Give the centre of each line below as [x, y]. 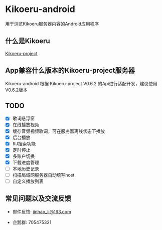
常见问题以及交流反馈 [38, 199]
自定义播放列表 [28, 181]
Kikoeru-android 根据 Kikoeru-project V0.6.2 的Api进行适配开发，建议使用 [81, 83]
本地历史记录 [26, 168]
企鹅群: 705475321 [32, 222]
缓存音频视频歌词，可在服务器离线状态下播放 [59, 131]
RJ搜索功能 [24, 143]
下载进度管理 [26, 162]
